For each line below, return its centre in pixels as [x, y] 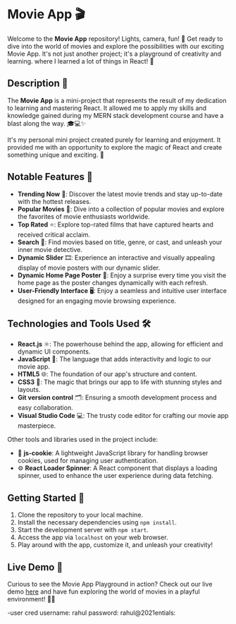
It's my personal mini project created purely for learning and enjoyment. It [114, 140]
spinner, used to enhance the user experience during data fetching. [115, 476]
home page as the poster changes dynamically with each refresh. [113, 282]
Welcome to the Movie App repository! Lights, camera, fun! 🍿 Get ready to [115, 38]
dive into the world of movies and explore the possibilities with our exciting [116, 46]
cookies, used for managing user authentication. [88, 461]
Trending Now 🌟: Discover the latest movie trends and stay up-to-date [120, 194]
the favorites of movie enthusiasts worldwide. [83, 216]
